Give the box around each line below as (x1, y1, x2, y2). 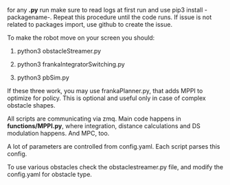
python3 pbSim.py (16, 73, 70, 82)
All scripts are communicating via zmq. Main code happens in (7, 114, 182, 123)
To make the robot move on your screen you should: (7, 34, 155, 42)
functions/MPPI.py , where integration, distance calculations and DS (7, 122, 200, 129)
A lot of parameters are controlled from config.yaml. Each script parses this (7, 143, 220, 150)
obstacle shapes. (7, 101, 56, 109)
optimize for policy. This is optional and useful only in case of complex (7, 94, 206, 102)
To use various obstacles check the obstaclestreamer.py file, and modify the (7, 163, 224, 171)
